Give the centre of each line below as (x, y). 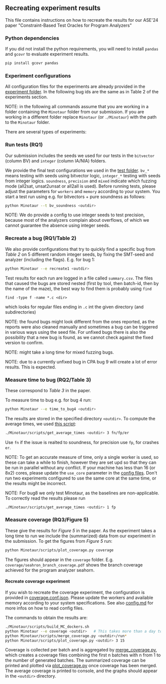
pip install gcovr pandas (32, 63)
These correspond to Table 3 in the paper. (48, 390)
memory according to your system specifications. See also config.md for (79, 603)
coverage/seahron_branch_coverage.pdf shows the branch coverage (74, 564)
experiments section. (26, 97)
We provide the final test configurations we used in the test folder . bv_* (77, 170)
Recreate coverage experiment (38, 581)
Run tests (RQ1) (24, 145)
